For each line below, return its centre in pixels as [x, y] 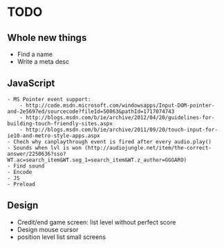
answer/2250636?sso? [37, 154]
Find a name [35, 54]
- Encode [20, 172]
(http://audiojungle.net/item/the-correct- [148, 148]
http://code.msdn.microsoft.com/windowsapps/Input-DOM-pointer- [120, 105]
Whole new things [47, 38]
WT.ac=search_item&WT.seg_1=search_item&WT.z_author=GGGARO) [97, 160]
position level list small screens [61, 237]
